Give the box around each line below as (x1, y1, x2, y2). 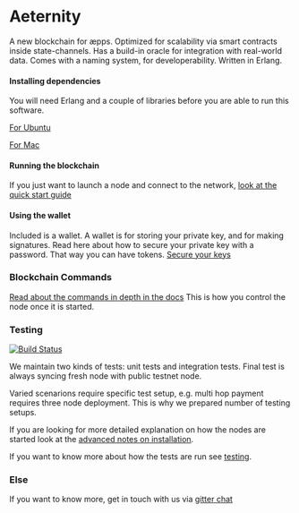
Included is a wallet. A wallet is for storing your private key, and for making (9, 230, 285, 241)
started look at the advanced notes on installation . (9, 434, 194, 445)
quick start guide (9, 190, 72, 201)
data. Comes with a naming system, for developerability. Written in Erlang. (9, 55, 283, 65)
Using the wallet (9, 209, 72, 220)
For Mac (9, 140, 40, 150)
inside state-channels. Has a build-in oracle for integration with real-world (9, 45, 282, 56)
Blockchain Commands (9, 271, 112, 284)
